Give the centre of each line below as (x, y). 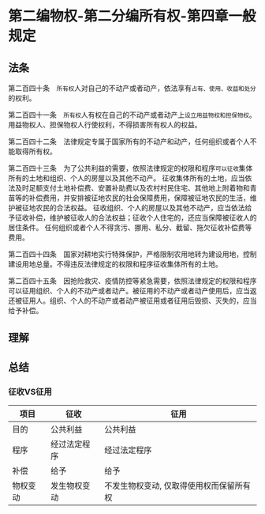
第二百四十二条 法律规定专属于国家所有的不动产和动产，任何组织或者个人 (129, 142)
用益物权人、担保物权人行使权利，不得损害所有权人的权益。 (105, 125)
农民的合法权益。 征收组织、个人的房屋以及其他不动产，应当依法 (140, 208)
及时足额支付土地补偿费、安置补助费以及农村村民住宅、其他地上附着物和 (132, 188)
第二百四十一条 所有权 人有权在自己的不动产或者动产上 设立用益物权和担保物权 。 (132, 115)
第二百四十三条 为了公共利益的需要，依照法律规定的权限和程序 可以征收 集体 (131, 168)
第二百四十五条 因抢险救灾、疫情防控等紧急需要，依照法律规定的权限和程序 (132, 281)
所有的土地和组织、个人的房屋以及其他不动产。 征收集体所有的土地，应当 (127, 178)
